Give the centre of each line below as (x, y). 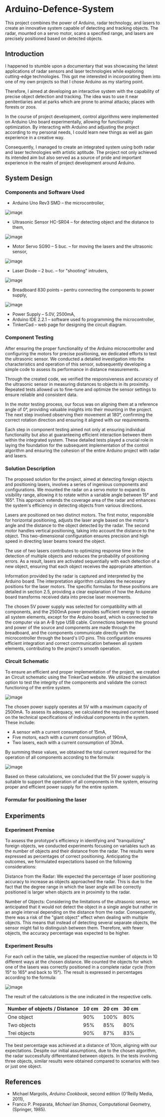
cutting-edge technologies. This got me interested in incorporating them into (83, 76)
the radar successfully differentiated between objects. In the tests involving (82, 1056)
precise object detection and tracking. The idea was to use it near (72, 96)
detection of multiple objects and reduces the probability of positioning (77, 556)
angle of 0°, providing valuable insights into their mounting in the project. (79, 409)
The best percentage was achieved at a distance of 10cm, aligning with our (81, 1045)
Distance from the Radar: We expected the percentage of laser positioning (81, 876)
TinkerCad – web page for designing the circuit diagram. (69, 325)
